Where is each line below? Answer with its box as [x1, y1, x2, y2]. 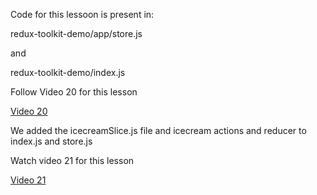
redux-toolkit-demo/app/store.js [10, 28, 143, 39]
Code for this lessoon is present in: [10, 9, 155, 20]
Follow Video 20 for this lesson [10, 86, 138, 98]
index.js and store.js [10, 135, 93, 147]
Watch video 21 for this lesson [10, 155, 135, 166]
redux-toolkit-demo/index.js [10, 67, 126, 78]
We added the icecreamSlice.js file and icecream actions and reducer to [10, 125, 307, 136]
